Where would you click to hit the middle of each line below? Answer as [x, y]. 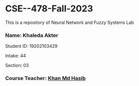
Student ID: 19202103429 [31, 46]
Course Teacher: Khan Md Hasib [45, 79]
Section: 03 [17, 66]
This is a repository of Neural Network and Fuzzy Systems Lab [69, 22]
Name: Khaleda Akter [32, 35]
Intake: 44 [16, 56]
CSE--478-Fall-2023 [49, 9]
